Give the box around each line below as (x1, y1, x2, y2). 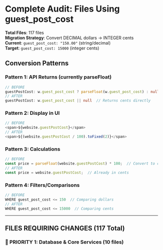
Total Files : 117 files (5, 30, 44, 35)
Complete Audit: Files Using (5, 3, 120, 15)
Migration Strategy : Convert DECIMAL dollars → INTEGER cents (5, 35, 134, 41)
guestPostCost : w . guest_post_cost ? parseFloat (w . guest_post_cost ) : (5, 89, 149, 94)
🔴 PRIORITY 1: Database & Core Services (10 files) (5, 238, 124, 245)
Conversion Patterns (5, 59, 69, 67)
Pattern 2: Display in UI (5, 110, 60, 117)
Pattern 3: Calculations (5, 145, 61, 152)
